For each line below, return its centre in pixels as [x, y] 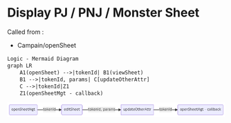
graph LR [20, 66]
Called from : [26, 32]
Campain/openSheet [46, 45]
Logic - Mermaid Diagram [43, 59]
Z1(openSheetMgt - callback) [62, 93]
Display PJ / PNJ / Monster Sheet [103, 13]
